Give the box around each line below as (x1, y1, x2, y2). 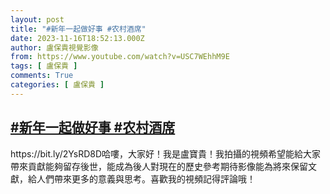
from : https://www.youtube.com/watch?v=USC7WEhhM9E (10, 52, 230, 62)
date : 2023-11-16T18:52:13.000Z (10, 33, 145, 43)
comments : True (10, 71, 74, 81)
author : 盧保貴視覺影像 (10, 42, 99, 53)
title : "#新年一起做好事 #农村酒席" (10, 24, 147, 34)
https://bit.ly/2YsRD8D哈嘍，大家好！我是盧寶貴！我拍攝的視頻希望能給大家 (10, 147, 322, 160)
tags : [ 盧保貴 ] (10, 61, 78, 71)
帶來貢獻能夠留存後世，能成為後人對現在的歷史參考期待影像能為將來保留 (10, 160, 308, 172)
